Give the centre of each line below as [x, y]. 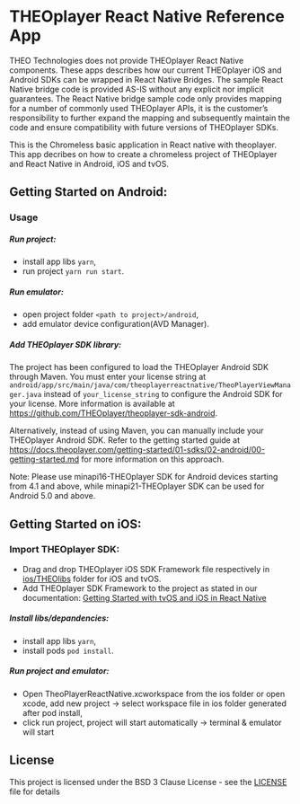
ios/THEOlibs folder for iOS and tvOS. [92, 579]
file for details [35, 791]
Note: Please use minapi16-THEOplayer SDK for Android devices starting [144, 477]
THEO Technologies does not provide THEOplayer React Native [127, 60]
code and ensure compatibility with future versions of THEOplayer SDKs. [144, 127]
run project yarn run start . [73, 271]
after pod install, [53, 712]
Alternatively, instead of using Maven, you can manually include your [137, 431]
